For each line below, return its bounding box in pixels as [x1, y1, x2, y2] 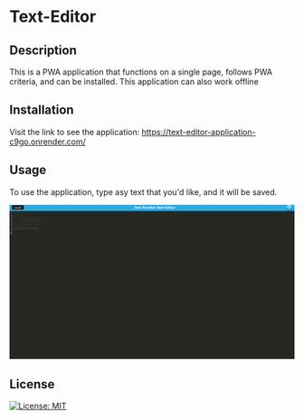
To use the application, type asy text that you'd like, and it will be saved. [9, 186, 278, 197]
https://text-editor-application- [141, 126, 256, 137]
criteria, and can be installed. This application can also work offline [9, 76, 260, 87]
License [9, 376, 55, 392]
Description [9, 43, 77, 58]
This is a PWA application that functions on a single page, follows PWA [9, 66, 273, 77]
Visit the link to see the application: [9, 126, 140, 137]
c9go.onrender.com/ [9, 136, 86, 147]
